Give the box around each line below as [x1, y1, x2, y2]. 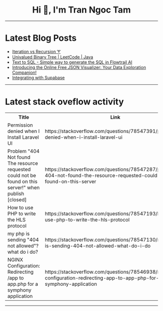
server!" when [7, 184, 40, 191]
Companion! [12, 69, 37, 75]
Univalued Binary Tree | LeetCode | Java [12, 54, 94, 60]
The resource [7, 160, 38, 166]
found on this [7, 178, 38, 185]
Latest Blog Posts [5, 33, 77, 44]
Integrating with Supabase [12, 75, 65, 81]
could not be [7, 172, 36, 179]
